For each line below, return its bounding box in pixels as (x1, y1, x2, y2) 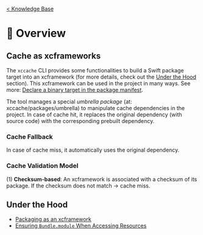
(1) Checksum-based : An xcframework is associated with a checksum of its (6, 175, 198, 183)
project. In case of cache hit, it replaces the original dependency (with (6, 111, 182, 118)
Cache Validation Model (6, 161, 79, 170)
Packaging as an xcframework (15, 216, 91, 223)
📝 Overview (6, 27, 66, 40)
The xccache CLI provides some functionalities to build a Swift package (6, 67, 184, 74)
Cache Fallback (6, 132, 53, 141)
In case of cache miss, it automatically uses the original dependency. (6, 146, 180, 154)
